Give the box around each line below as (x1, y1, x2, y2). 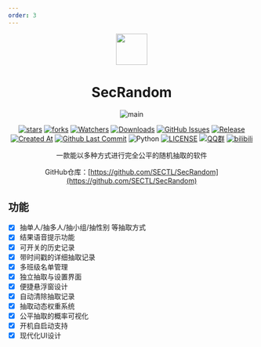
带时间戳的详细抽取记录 (19, 252, 96, 262)
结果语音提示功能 (19, 233, 75, 242)
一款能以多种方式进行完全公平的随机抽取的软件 (56, 150, 208, 160)
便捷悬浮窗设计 (19, 281, 68, 291)
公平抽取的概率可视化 (19, 311, 89, 320)
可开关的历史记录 (19, 242, 75, 251)
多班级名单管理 (19, 262, 68, 271)
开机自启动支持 (19, 321, 68, 330)
